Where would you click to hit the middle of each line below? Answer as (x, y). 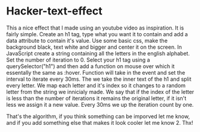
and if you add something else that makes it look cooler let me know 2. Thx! (100, 122)
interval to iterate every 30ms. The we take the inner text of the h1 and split (99, 79)
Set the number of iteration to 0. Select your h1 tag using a (78, 60)
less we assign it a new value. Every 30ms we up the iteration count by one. (100, 104)
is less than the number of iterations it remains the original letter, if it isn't (96, 98)
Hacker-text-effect (54, 11)
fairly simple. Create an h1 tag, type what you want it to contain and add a (97, 34)
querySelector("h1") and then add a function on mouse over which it (91, 66)
